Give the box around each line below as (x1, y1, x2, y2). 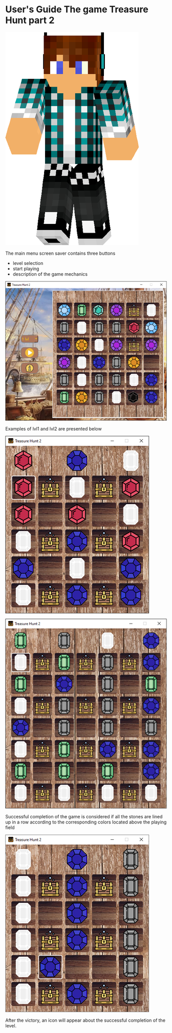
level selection (12, 260, 44, 266)
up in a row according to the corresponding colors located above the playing (5, 819, 167, 825)
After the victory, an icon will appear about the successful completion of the (5, 1017, 165, 1023)
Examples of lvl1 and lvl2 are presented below (5, 426, 102, 432)
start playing (12, 265, 39, 272)
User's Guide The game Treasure (5, 4, 148, 15)
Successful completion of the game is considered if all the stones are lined (5, 814, 163, 820)
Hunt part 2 (5, 14, 55, 26)
